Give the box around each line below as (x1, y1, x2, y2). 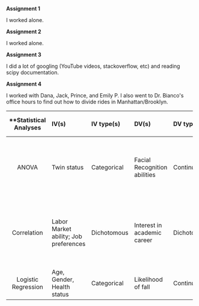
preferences (51, 240, 86, 248)
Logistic (16, 276, 38, 283)
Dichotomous (91, 229, 129, 236)
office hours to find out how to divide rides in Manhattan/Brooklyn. (6, 98, 169, 105)
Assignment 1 (6, 5, 40, 12)
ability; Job (51, 232, 82, 240)
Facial (134, 156, 151, 164)
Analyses (14, 124, 41, 131)
